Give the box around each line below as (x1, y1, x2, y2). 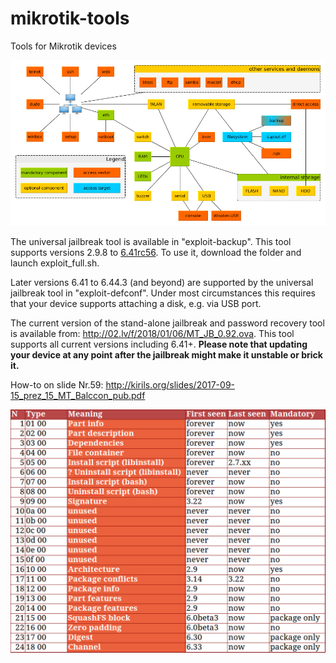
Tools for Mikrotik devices (10, 40, 117, 52)
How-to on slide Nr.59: (10, 379, 104, 391)
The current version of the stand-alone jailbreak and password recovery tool (10, 317, 325, 329)
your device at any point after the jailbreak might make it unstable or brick (10, 349, 323, 361)
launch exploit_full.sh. (10, 257, 100, 269)
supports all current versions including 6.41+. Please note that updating (10, 338, 308, 351)
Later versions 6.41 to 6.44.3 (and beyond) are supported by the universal (10, 277, 314, 289)
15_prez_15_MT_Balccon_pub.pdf (10, 390, 146, 402)
